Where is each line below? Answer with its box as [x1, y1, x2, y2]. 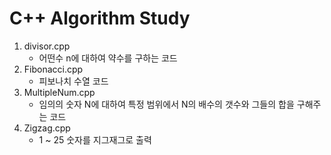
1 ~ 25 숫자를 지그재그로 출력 [38, 133, 152, 146]
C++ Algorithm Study [9, 7, 191, 30]
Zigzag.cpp [23, 122, 71, 134]
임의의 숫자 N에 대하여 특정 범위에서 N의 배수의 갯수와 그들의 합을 [38, 98, 295, 110]
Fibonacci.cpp [23, 63, 84, 75]
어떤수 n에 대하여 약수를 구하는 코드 [38, 52, 178, 64]
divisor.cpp [23, 40, 71, 52]
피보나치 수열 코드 [38, 75, 109, 87]
